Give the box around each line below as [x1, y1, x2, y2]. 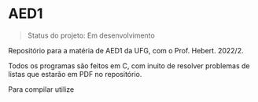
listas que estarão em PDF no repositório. [8, 69, 142, 78]
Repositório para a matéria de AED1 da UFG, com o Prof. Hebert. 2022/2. [8, 46, 244, 55]
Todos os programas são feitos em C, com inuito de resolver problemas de [8, 60, 250, 71]
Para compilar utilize [8, 84, 75, 94]
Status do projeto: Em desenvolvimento [27, 31, 155, 40]
